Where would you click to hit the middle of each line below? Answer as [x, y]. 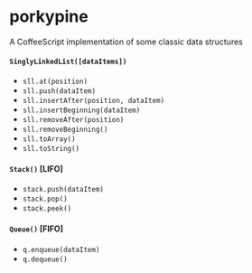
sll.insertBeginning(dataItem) [81, 110]
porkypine [49, 17]
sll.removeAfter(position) [73, 120]
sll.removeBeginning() [65, 130]
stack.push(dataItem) [63, 190]
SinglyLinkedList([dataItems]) [68, 61]
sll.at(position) [55, 82]
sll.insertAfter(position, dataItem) [93, 101]
